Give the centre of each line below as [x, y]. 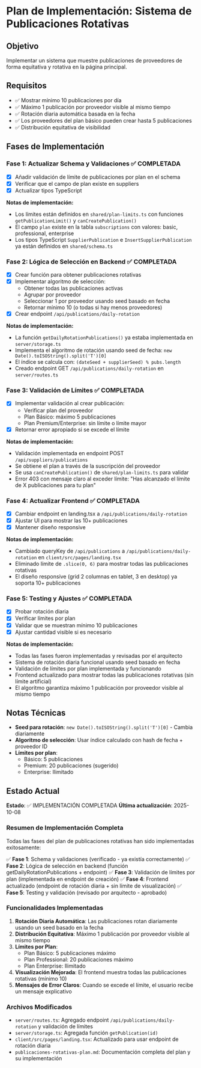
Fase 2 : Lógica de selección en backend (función [67, 866]
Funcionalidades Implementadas [55, 908]
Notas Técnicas [36, 713]
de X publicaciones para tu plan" [55, 485]
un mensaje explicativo [43, 991]
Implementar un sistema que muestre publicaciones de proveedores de [94, 60]
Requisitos [26, 86]
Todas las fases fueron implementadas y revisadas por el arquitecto [99, 655]
